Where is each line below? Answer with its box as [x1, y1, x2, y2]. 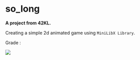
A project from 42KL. [5, 20, 51, 26]
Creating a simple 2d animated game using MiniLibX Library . [5, 29, 135, 36]
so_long [5, 3, 40, 15]
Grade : [5, 39, 22, 46]
